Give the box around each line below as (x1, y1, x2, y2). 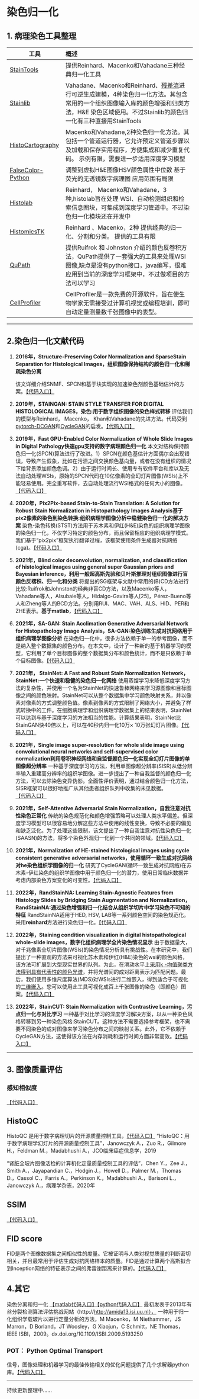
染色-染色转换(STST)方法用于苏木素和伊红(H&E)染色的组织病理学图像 (22, 522, 191, 529)
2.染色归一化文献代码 (6, 336, 84, 346)
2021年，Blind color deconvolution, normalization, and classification (15, 556, 188, 563)
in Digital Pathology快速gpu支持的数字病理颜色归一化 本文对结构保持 (15, 442, 185, 450)
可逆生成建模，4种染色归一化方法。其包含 (71, 90, 188, 98)
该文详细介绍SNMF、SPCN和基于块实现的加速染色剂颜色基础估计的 (15, 380, 180, 387)
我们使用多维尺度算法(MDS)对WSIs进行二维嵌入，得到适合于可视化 (25, 976, 188, 983)
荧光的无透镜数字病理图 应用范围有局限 (65, 175, 174, 182)
